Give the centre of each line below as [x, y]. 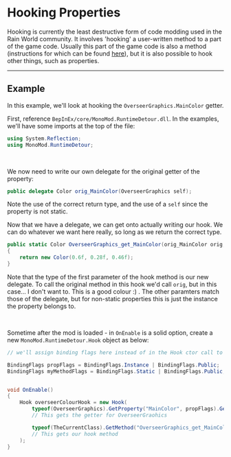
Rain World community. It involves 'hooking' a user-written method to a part [114, 38]
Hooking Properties [64, 13]
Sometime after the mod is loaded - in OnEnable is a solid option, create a [110, 332]
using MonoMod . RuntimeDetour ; [51, 145]
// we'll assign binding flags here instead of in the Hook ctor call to [115, 352]
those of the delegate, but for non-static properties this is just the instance [112, 298]
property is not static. [37, 211]
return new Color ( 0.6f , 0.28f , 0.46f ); [77, 258]
